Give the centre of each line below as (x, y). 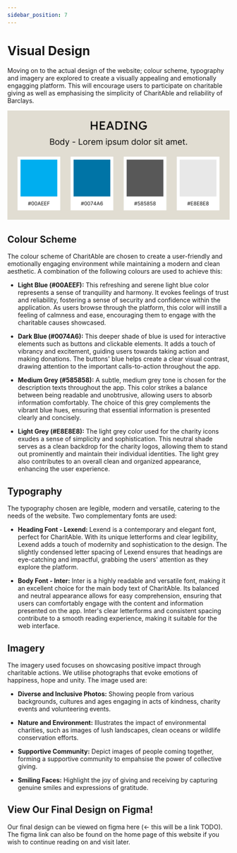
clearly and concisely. (49, 418)
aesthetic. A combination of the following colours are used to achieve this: (115, 272)
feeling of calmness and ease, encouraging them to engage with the (117, 315)
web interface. (38, 626)
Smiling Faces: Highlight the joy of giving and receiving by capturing (117, 780)
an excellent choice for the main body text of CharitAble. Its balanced (118, 588)
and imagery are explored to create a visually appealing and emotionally (112, 78)
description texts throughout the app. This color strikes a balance (113, 388)
